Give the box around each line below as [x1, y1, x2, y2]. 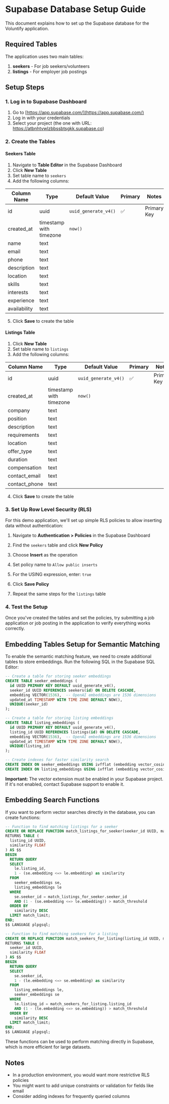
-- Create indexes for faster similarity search [5, 758, 109, 763]
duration [8, 456, 28, 463]
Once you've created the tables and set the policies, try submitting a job [5, 615, 155, 621]
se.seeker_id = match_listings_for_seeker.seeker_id [14, 894, 127, 899]
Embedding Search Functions [5, 796, 100, 804]
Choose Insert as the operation [12, 552, 78, 558]
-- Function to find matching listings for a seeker [5, 824, 118, 829]
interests [8, 289, 29, 296]
